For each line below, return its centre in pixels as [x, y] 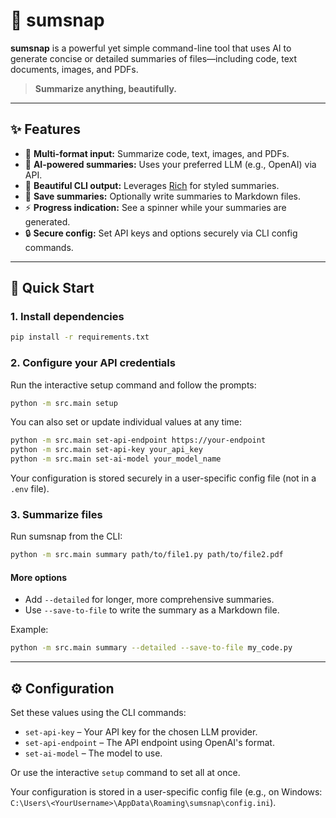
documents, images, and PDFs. [74, 69]
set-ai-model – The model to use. [93, 753]
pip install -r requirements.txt [80, 337]
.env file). [30, 489]
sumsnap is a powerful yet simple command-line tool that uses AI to [151, 48]
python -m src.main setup [64, 403]
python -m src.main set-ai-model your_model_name [116, 459]
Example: [29, 630]
